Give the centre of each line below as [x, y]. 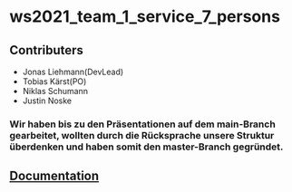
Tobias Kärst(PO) [54, 82]
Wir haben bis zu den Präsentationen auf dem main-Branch [143, 124]
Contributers [47, 50]
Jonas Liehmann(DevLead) [73, 72]
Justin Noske [47, 101]
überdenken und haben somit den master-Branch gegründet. [146, 147]
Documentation [54, 176]
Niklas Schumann [55, 91]
